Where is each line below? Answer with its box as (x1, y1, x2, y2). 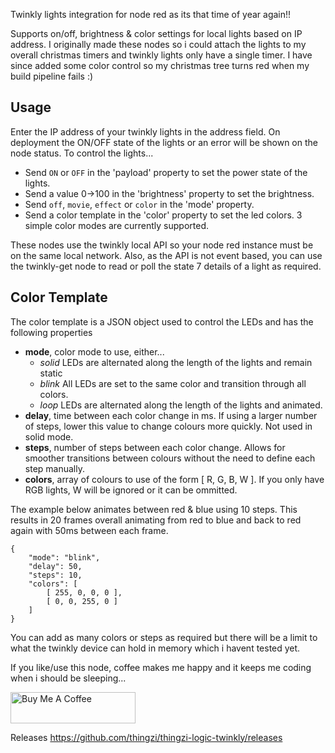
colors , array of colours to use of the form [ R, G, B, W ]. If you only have (24, 473, 325, 485)
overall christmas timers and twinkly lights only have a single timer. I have (10, 49, 313, 61)
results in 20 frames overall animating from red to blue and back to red (10, 514, 302, 526)
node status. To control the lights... (10, 147, 154, 159)
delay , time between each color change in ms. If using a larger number (24, 409, 318, 421)
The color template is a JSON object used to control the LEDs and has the (10, 315, 314, 328)
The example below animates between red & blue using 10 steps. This (10, 503, 298, 515)
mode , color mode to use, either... (24, 345, 165, 358)
